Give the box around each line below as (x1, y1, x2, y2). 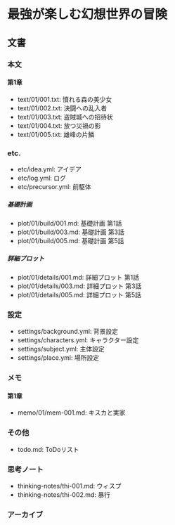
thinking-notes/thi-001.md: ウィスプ (17, 481, 122, 490)
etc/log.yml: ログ (17, 174, 67, 182)
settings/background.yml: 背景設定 (17, 328, 118, 336)
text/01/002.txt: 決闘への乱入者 (17, 103, 108, 112)
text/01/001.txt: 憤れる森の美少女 (17, 95, 112, 103)
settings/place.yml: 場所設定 (17, 354, 100, 362)
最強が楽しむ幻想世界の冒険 (7, 6, 168, 22)
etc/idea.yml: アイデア (17, 165, 82, 173)
